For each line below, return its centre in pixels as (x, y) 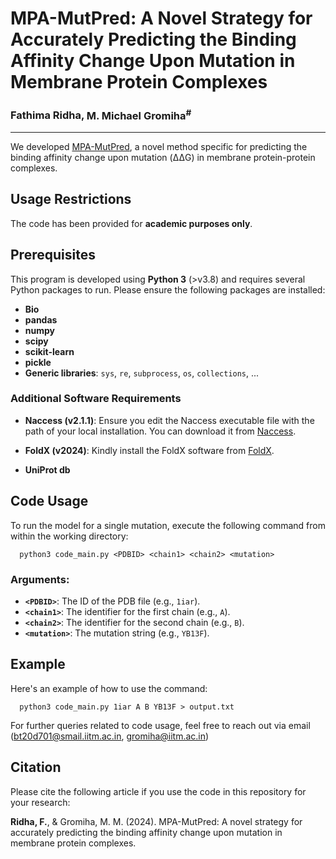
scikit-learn (49, 351)
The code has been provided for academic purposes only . (131, 223)
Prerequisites (53, 255)
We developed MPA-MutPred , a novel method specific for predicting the (159, 146)
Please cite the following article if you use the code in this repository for (158, 791)
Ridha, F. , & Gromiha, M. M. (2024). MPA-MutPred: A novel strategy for (156, 821)
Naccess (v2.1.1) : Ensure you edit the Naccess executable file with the (169, 420)
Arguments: (40, 579)
